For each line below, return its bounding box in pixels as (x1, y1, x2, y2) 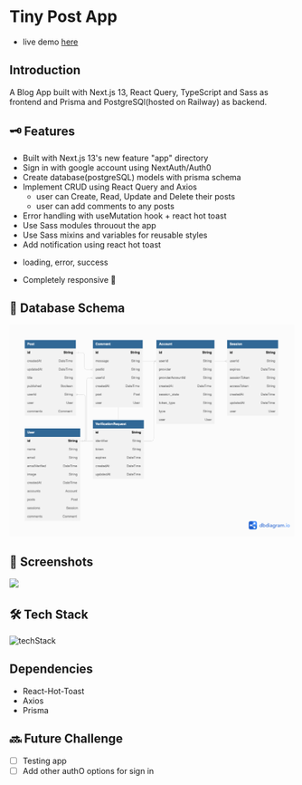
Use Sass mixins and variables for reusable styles (22, 229, 208, 240)
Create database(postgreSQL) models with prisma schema (22, 171, 241, 182)
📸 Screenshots (9, 554, 94, 569)
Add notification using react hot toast (22, 238, 161, 250)
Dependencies (9, 662, 93, 677)
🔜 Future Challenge (9, 732, 124, 747)
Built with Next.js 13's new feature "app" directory (22, 152, 209, 163)
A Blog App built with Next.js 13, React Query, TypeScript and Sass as (9, 86, 269, 97)
